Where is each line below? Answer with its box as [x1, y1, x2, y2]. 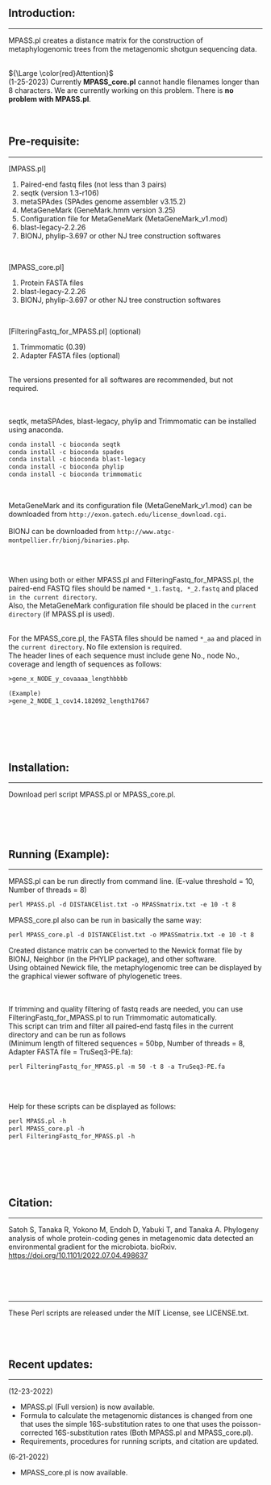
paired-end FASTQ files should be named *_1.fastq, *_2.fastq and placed [8, 583, 259, 593]
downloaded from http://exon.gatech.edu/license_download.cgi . [8, 509, 227, 519]
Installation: [8, 761, 70, 775]
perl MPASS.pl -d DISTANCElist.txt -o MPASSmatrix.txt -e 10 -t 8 [8, 901, 236, 909]
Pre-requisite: [8, 135, 80, 149]
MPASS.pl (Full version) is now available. [19, 1402, 155, 1412]
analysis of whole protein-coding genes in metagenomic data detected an [8, 1234, 254, 1243]
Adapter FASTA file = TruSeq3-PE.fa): [8, 1047, 133, 1057]
